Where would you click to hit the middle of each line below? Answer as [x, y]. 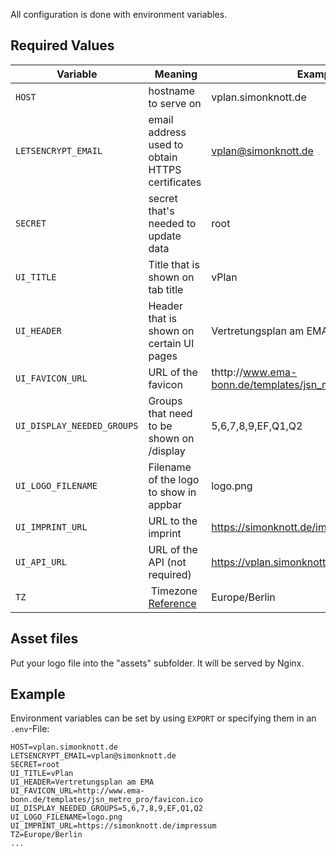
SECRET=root [35, 765]
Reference [172, 603]
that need [170, 413]
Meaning [176, 74]
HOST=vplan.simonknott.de [64, 747]
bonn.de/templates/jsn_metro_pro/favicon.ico [106, 800]
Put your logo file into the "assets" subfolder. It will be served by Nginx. [157, 663]
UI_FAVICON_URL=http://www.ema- [77, 791]
